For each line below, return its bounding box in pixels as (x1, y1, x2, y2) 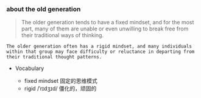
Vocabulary (15, 65, 44, 72)
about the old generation (6, 5, 81, 13)
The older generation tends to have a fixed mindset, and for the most (21, 19, 194, 26)
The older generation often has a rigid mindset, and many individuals (6, 43, 192, 50)
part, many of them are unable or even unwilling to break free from (21, 25, 189, 32)
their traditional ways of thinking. (21, 32, 104, 39)
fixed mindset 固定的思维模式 (24, 77, 97, 85)
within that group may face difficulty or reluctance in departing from (6, 49, 195, 55)
